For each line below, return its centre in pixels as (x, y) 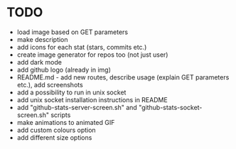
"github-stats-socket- (171, 107)
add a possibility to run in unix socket (71, 92)
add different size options (54, 137)
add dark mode (39, 62)
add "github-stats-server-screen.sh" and (77, 107)
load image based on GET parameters (73, 32)
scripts (60, 115)
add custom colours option (57, 130)
